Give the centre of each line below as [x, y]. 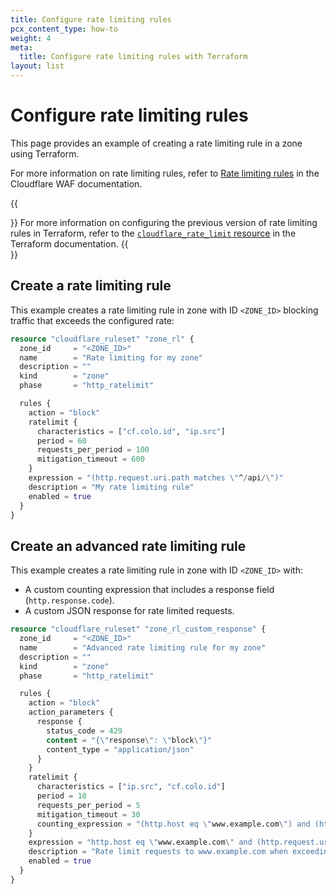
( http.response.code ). [69, 600]
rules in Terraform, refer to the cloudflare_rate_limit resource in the [153, 233]
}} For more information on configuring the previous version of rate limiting [164, 222]
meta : [21, 47]
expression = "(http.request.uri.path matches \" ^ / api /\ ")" [156, 478]
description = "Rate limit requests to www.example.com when [158, 852]
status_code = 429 [84, 731]
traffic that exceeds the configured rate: [92, 320]
